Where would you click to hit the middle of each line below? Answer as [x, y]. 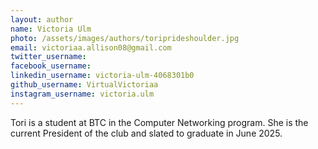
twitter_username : [48, 57]
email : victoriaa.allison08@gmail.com [91, 47]
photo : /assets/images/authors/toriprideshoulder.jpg [125, 38]
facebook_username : [51, 66]
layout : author [42, 19]
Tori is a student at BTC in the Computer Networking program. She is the [159, 122]
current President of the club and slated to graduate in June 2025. [146, 133]
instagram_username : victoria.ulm [82, 94]
